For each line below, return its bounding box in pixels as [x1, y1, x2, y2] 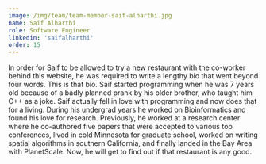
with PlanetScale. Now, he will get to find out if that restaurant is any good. [8, 147, 253, 157]
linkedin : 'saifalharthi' [8, 33, 94, 42]
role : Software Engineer [8, 26, 91, 34]
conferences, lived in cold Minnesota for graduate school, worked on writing [8, 130, 258, 139]
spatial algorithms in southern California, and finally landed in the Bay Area [8, 139, 253, 148]
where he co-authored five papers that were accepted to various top [8, 122, 233, 132]
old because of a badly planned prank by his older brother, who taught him [8, 88, 253, 97]
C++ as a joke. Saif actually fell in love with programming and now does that [8, 97, 257, 106]
